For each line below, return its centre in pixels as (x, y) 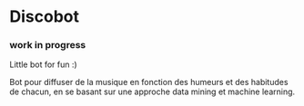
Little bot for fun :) (43, 64)
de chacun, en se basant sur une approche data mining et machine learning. (152, 92)
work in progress (48, 45)
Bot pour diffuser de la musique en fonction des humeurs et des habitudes (149, 82)
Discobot (45, 17)
